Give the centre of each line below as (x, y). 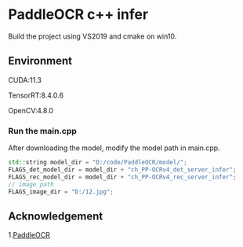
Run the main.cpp (42, 131)
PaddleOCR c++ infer (78, 15)
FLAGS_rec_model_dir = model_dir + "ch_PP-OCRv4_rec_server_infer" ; (122, 177)
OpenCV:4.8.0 (31, 110)
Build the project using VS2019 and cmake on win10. (92, 36)
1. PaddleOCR (29, 235)
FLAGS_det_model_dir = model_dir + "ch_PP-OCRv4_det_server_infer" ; (122, 170)
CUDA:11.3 (25, 79)
